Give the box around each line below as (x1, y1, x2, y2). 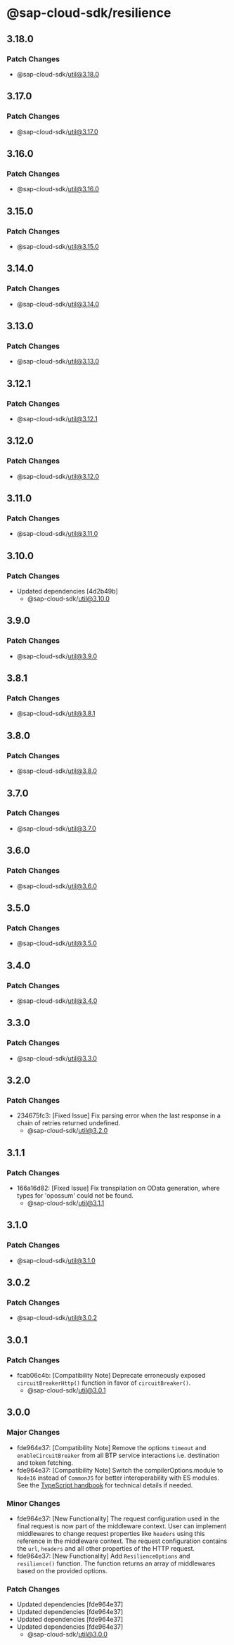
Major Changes (6, 1428, 60, 1438)
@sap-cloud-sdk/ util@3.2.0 (27, 1127, 108, 1135)
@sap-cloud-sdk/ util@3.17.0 (16, 127, 99, 136)
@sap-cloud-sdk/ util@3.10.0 (27, 594, 110, 603)
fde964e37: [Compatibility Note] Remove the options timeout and (16, 1443, 207, 1452)
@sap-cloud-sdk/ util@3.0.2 (16, 1314, 98, 1322)
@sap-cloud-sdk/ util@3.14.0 (16, 300, 100, 308)
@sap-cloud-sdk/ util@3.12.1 (16, 415, 98, 423)
